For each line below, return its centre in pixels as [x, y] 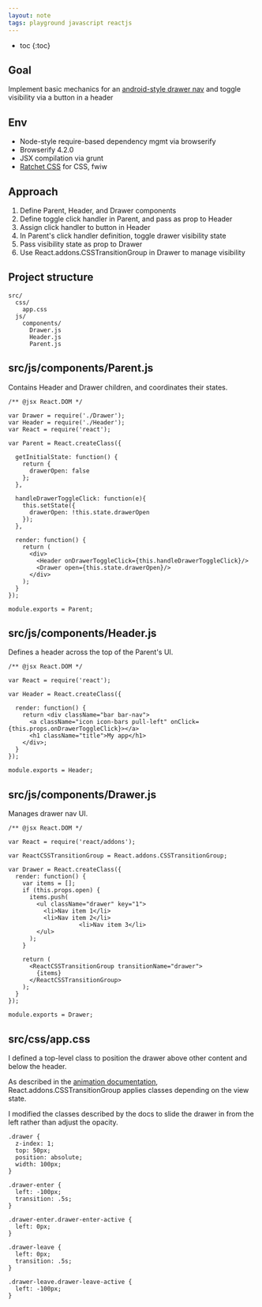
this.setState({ [49, 505]
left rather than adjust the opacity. [63, 1122]
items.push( [49, 898]
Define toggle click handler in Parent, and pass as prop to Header [126, 219]
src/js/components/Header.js [82, 633]
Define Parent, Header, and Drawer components [98, 210]
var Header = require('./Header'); [67, 422]
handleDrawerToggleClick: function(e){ [81, 499]
